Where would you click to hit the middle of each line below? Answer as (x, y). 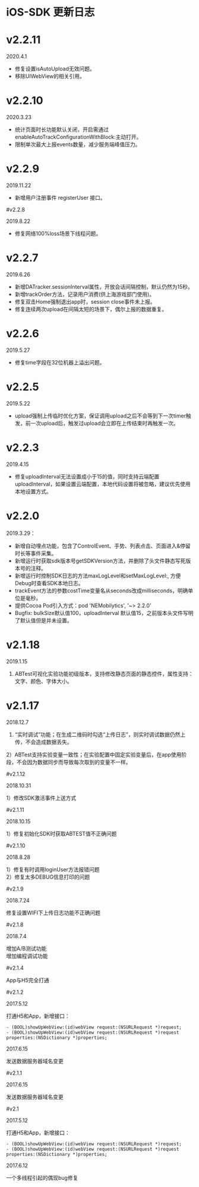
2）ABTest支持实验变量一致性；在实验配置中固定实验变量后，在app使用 (94, 755)
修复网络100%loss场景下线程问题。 (58, 234)
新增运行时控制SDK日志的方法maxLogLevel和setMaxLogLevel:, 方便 (98, 576)
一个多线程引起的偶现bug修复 (42, 1177)
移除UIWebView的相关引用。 (50, 76)
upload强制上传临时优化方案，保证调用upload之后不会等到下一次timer (100, 416)
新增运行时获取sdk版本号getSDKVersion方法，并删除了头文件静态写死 (100, 561)
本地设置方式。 (33, 491)
